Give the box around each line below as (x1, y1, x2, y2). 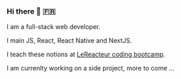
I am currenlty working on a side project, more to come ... (6, 64, 175, 73)
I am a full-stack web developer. (6, 23, 101, 31)
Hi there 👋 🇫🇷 (6, 6, 56, 16)
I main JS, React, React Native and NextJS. (6, 36, 132, 45)
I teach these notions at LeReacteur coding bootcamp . (6, 50, 166, 59)
